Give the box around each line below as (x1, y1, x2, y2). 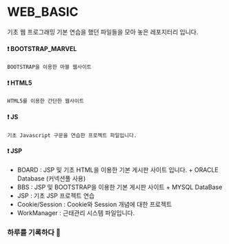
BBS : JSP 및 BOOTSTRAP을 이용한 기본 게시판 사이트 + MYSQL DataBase (17, 183, 223, 191)
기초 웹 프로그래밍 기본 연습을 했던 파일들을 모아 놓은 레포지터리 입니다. (7, 28, 199, 36)
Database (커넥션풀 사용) (17, 174, 86, 183)
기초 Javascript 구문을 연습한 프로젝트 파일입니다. (7, 132, 137, 139)
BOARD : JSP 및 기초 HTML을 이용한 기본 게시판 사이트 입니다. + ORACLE (17, 165, 219, 174)
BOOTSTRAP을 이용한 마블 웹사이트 (7, 63, 92, 71)
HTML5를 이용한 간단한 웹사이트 (7, 98, 84, 105)
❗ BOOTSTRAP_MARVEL (7, 44, 77, 52)
